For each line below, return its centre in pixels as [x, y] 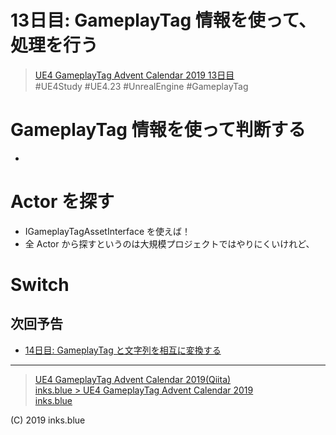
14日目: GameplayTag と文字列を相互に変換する [123, 350]
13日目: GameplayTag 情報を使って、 [163, 20]
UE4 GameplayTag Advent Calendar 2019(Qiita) [133, 379]
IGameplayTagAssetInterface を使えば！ [107, 231]
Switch [40, 285]
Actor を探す [62, 202]
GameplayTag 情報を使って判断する [158, 130]
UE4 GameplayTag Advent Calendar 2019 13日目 [134, 75]
